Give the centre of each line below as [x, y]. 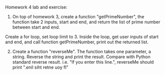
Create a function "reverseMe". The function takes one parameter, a [82, 52]
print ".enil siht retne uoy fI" [40, 67]
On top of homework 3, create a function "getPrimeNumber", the [78, 17]
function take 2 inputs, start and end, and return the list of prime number [86, 22]
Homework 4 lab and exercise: [36, 7]
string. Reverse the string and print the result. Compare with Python [81, 57]
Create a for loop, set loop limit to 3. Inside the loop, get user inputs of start [82, 37]
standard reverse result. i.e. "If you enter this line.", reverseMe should [83, 62]
